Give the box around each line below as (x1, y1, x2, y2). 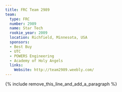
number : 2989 (9, 21, 37, 26)
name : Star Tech (9, 26, 43, 31)
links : (9, 63, 23, 68)
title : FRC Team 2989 (5, 7, 50, 12)
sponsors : (9, 40, 30, 45)
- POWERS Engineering (9, 53, 55, 59)
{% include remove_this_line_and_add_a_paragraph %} (5, 81, 118, 87)
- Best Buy (9, 44, 32, 49)
